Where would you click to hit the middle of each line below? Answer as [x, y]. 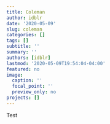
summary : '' [22, 52]
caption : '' [27, 80]
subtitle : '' [23, 47]
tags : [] [18, 41]
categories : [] [26, 35]
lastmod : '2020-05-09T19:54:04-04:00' [56, 63]
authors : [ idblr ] [29, 58]
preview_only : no [34, 92]
